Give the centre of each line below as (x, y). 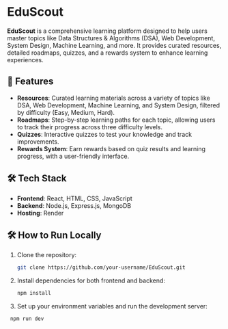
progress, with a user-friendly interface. (73, 156)
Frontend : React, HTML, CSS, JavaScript (75, 198)
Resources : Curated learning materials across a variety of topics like (113, 98)
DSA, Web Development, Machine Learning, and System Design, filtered (118, 105)
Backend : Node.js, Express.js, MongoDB (74, 205)
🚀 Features (30, 82)
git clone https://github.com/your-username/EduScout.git (101, 267)
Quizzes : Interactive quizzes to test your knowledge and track (104, 134)
